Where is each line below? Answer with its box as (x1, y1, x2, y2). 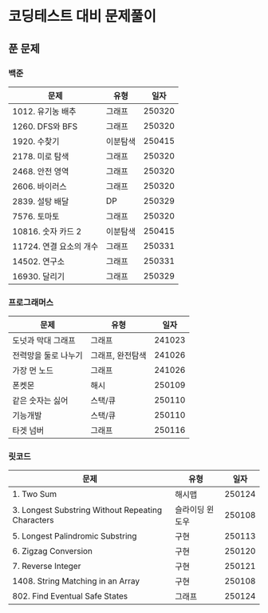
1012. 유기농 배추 (12, 106, 77, 117)
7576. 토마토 (12, 210, 60, 222)
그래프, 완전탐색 (90, 350, 147, 361)
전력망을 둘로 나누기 (12, 350, 84, 361)
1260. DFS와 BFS (12, 121, 78, 132)
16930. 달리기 (12, 270, 65, 282)
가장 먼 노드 (12, 365, 54, 376)
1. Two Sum (12, 489, 57, 500)
